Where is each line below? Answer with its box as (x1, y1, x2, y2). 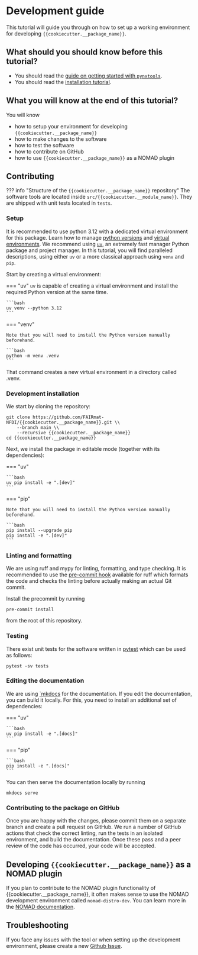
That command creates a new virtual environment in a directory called (6, 368, 177, 375)
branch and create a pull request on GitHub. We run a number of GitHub (6, 824, 181, 831)
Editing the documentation (6, 676, 85, 685)
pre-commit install (6, 606, 54, 613)
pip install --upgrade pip (6, 527, 73, 533)
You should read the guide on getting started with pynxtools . (14, 72, 163, 79)
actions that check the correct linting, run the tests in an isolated (6, 830, 163, 837)
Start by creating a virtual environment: (6, 270, 102, 278)
